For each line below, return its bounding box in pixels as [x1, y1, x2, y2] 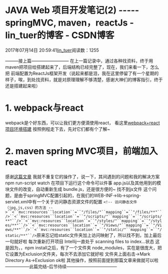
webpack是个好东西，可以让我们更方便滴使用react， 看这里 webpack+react [5, 120, 160, 126]
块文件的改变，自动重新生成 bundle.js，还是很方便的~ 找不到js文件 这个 [5, 186, 152, 192]
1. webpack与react [5, 102, 84, 114]
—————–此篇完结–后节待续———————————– [5, 263, 117, 269]
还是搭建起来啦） [5, 83, 40, 89]
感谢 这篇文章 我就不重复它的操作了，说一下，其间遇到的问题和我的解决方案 [5, 173, 160, 179]
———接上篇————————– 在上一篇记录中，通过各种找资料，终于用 [5, 58, 153, 64]
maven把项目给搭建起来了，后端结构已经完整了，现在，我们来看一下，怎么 [5, 64, 159, 70]
